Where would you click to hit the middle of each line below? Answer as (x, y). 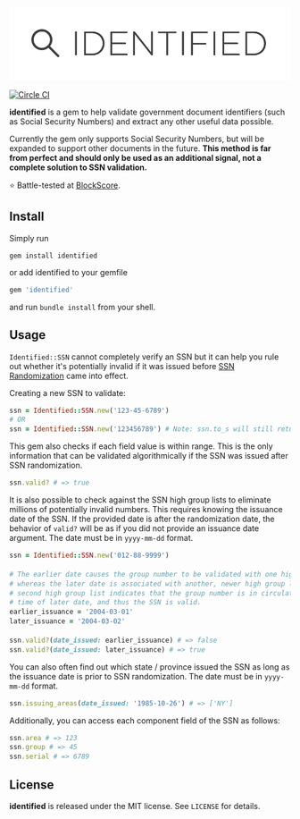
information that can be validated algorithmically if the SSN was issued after (149, 456)
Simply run (29, 238)
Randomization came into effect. (69, 376)
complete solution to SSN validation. (78, 167)
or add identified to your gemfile (68, 272)
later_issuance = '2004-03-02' (67, 621)
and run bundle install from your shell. (83, 307)
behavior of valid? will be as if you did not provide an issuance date (134, 528)
